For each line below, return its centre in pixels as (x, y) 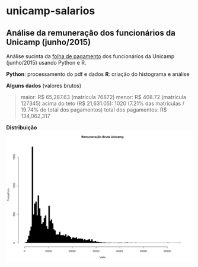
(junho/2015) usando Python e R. (46, 63)
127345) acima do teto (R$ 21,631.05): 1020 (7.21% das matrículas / (103, 103)
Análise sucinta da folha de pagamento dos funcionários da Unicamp (90, 56)
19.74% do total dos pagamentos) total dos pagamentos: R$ (94, 110)
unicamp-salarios (51, 11)
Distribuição (22, 128)
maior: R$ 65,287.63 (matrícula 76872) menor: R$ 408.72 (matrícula (103, 97)
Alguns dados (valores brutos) (44, 85)
